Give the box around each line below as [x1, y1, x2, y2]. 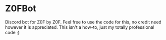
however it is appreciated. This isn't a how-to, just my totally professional [5, 24, 155, 30]
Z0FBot [5, 3, 36, 14]
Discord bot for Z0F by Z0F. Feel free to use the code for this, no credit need [5, 19, 162, 25]
